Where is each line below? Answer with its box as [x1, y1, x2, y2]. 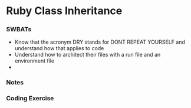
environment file [14, 57, 55, 64]
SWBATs [6, 25, 32, 34]
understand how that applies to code [14, 45, 104, 52]
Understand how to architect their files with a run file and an [14, 51, 161, 58]
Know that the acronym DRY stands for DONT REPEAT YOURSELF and [14, 38, 186, 45]
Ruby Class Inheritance [6, 4, 123, 18]
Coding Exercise [6, 94, 54, 103]
